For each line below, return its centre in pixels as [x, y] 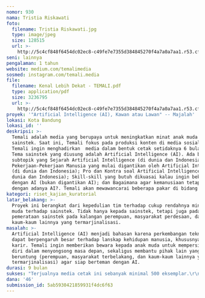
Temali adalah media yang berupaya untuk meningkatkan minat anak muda [105, 137]
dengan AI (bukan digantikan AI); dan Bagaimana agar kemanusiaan [98, 183]
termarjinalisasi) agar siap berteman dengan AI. [76, 263]
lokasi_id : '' [24, 126]
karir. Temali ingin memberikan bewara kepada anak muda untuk [94, 245]
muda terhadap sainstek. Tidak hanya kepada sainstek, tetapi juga [99, 211]
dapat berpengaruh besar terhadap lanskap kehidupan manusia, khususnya [106, 239]
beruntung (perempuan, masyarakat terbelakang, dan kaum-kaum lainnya [103, 257]
